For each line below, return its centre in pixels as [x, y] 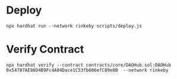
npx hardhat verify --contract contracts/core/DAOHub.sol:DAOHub [88, 65]
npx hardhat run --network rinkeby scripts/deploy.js [74, 26]
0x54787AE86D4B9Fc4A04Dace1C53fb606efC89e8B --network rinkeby [87, 70]
